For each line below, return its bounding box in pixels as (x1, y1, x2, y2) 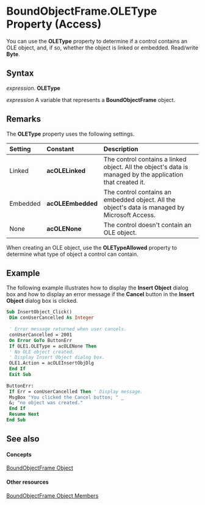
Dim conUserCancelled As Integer (9, 314, 95, 321)
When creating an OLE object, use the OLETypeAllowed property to (6, 244, 178, 251)
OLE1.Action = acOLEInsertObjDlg (9, 360, 95, 366)
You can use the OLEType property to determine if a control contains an (6, 37, 188, 45)
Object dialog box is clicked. (6, 297, 78, 305)
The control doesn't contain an (103, 220, 192, 229)
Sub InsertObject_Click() (6, 309, 72, 315)
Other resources (6, 478, 49, 486)
